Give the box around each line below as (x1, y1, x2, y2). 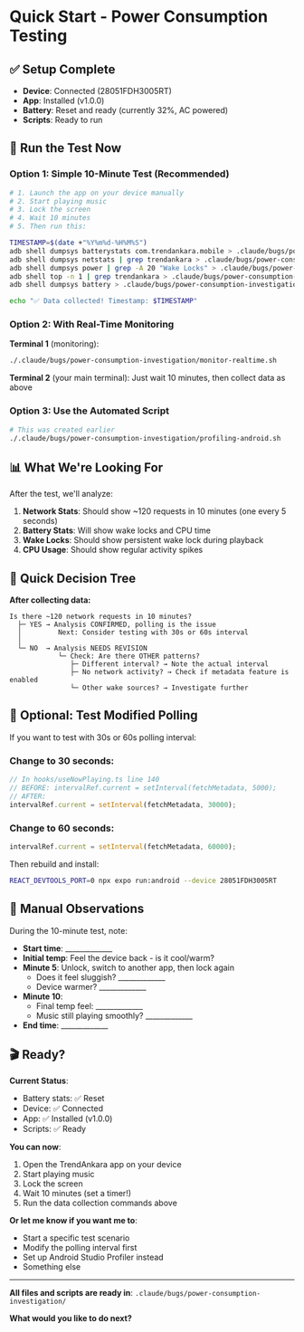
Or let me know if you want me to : (9, 1215, 138, 1226)
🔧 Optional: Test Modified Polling (9, 708, 198, 723)
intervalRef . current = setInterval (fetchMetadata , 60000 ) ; (9, 842, 237, 852)
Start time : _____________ (22, 943, 113, 954)
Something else (22, 1261, 81, 1272)
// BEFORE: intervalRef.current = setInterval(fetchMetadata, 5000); (9, 784, 278, 793)
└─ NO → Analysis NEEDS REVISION (17, 644, 147, 653)
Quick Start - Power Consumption (9, 6, 269, 27)
